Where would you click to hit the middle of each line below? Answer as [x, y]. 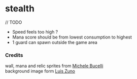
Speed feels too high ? [35, 32]
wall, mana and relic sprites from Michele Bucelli [54, 66]
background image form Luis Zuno [40, 71]
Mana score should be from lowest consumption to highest [72, 37]
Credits [14, 55]
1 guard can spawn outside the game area [55, 42]
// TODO [14, 22]
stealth [20, 9]
